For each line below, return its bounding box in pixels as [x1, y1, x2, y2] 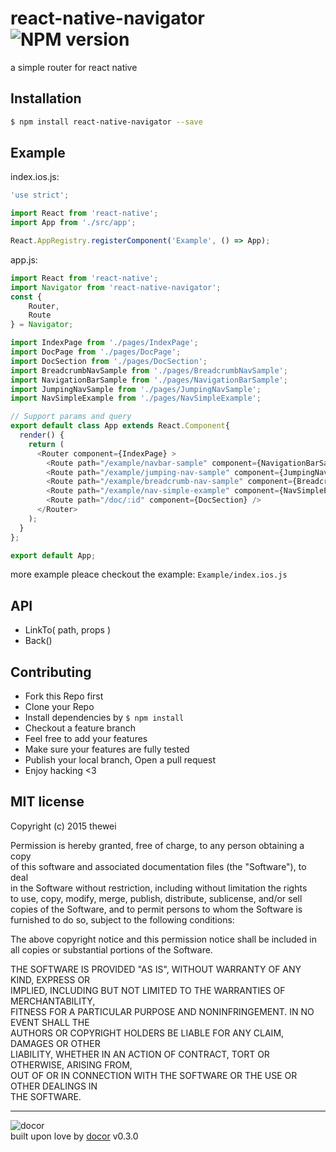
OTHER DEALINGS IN [10, 1080, 98, 1092]
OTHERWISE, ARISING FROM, [10, 1058, 133, 1071]
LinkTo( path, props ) [24, 624, 112, 636]
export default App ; [10, 550, 97, 561]
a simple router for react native [10, 61, 138, 73]
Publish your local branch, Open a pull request [24, 754, 216, 766]
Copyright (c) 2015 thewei [10, 820, 117, 832]
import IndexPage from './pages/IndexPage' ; [10, 338, 199, 348]
